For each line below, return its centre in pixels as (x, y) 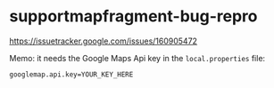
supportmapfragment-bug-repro (133, 16)
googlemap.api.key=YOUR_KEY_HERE (71, 74)
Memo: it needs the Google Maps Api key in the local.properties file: (137, 58)
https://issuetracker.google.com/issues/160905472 (104, 41)
